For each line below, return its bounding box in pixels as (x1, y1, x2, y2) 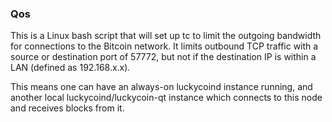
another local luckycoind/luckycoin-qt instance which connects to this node (10, 92, 323, 104)
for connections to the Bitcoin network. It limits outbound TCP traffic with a (10, 40, 319, 52)
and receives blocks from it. (10, 102, 125, 114)
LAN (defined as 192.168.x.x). (10, 62, 131, 74)
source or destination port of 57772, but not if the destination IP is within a (10, 51, 317, 63)
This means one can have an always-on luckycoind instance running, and (10, 81, 313, 93)
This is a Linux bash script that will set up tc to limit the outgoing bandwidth (10, 30, 322, 42)
